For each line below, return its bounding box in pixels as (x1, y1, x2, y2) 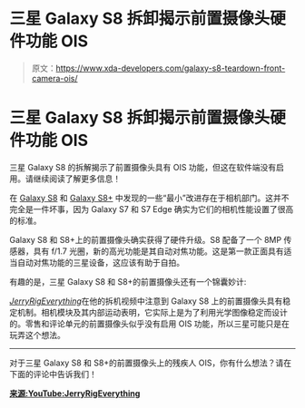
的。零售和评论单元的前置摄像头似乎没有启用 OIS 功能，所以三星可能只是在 (9, 318, 290, 329)
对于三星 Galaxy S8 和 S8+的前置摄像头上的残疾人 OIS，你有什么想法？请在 (9, 357, 292, 368)
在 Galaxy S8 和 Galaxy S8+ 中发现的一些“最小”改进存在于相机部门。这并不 (9, 192, 290, 203)
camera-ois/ (31, 73, 79, 83)
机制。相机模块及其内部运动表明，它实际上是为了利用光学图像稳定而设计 (16, 306, 288, 317)
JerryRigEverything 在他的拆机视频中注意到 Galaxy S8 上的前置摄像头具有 (9, 296, 283, 306)
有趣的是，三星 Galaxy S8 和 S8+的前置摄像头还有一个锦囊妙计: (9, 276, 247, 287)
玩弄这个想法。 (9, 329, 65, 340)
